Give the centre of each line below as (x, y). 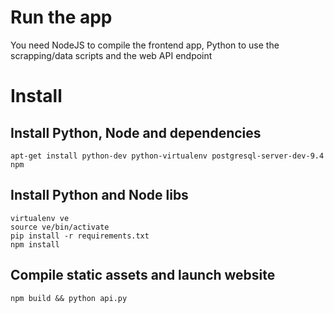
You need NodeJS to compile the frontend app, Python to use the (145, 45)
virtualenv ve (40, 218)
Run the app (61, 17)
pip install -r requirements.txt (80, 236)
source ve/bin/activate (60, 227)
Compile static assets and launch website (143, 275)
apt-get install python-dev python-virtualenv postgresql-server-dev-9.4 (167, 156)
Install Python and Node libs (99, 195)
